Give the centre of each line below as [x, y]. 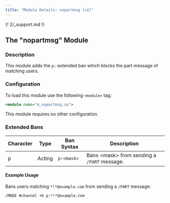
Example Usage [22, 175]
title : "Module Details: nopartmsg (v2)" [50, 10]
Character [20, 143]
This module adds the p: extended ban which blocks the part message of [82, 66]
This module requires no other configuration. [52, 114]
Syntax [70, 146]
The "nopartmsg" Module [47, 40]
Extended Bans [24, 127]
